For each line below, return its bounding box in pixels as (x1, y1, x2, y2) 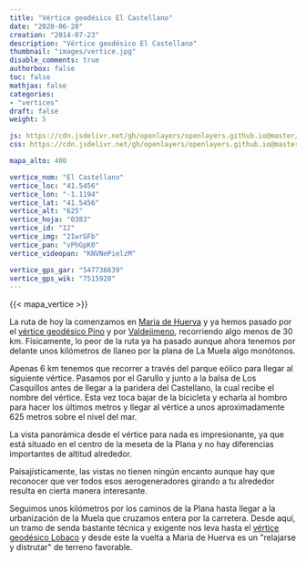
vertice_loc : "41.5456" (9, 181, 100, 190)
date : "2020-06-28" (9, 22, 84, 31)
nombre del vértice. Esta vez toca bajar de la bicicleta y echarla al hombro (9, 393, 288, 403)
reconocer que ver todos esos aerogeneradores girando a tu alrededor (9, 475, 275, 487)
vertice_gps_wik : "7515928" (9, 274, 117, 283)
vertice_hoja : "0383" (9, 215, 92, 224)
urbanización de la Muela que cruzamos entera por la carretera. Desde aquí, (9, 513, 296, 524)
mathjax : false (9, 81, 67, 90)
